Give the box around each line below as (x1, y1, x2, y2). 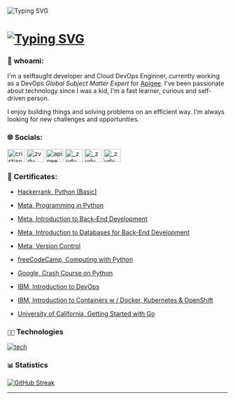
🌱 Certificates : (7, 171, 58, 181)
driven (7, 94, 26, 103)
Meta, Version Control (17, 242, 81, 250)
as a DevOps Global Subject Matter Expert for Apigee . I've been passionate (7, 79, 225, 87)
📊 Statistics (7, 360, 48, 370)
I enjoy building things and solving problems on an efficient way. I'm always (7, 108, 225, 116)
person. (27, 94, 50, 103)
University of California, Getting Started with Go (17, 310, 155, 318)
